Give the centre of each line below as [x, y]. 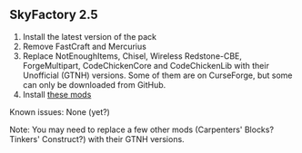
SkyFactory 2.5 [54, 15]
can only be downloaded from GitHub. [94, 84]
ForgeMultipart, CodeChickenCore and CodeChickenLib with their [146, 65]
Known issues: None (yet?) [60, 111]
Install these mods [57, 94]
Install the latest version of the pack [90, 36]
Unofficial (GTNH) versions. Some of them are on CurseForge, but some [157, 75]
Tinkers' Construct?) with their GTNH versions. [97, 139]
